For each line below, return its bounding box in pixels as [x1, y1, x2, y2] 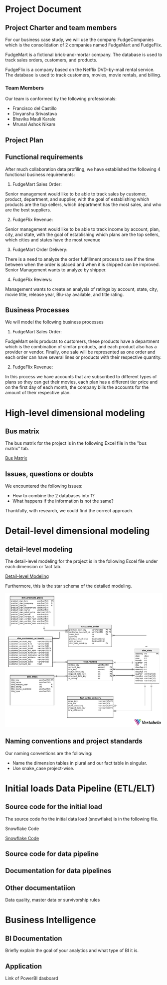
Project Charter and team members [5, 23, 117, 32]
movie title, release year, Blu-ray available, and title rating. [5, 291, 124, 297]
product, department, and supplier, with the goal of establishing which [5, 196, 150, 202]
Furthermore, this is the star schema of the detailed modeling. [5, 583, 132, 589]
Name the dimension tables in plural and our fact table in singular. [12, 760, 148, 766]
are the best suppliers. [5, 206, 51, 213]
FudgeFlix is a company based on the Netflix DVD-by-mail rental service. [5, 66, 155, 72]
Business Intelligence [5, 915, 96, 926]
